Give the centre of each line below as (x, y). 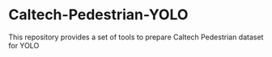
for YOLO (24, 45)
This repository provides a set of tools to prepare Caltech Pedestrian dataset (136, 37)
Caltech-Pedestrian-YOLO (98, 15)
